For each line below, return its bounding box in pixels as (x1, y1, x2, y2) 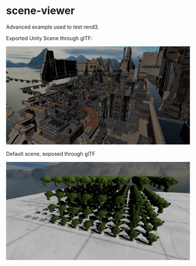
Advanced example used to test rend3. (6, 23, 99, 30)
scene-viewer (6, 4, 75, 17)
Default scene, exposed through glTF (6, 150, 96, 157)
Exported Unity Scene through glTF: (6, 34, 93, 41)
